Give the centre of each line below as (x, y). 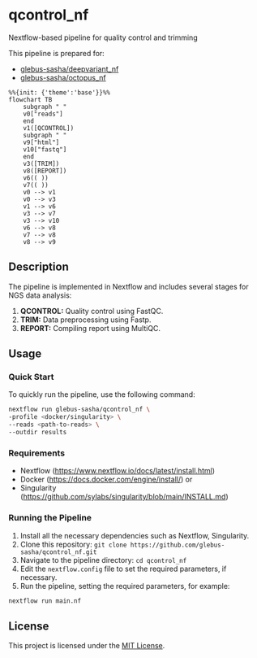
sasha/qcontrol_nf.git (58, 552)
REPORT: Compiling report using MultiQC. (90, 328)
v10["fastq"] (45, 149)
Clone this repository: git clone (73, 544)
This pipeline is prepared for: (57, 53)
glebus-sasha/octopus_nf (63, 77)
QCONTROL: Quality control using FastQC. (92, 311)
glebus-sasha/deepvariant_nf (69, 69)
